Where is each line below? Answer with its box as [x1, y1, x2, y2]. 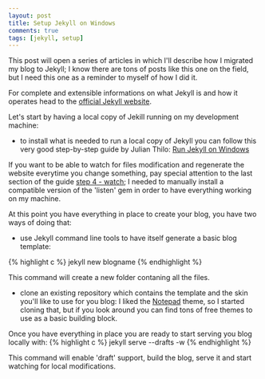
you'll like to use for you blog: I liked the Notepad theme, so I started [19, 297, 245, 306]
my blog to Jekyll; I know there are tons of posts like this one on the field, [8, 65, 249, 74]
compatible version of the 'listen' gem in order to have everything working [8, 185, 252, 195]
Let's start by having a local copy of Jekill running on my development [8, 113, 239, 122]
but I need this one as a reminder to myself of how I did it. [8, 73, 198, 82]
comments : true [8, 26, 59, 34]
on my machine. [8, 194, 61, 203]
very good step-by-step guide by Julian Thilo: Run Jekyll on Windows [19, 144, 250, 154]
